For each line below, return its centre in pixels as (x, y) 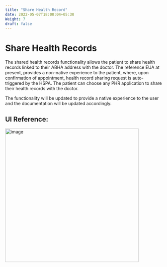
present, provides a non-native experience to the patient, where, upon (77, 73)
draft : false (19, 24)
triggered (15, 83)
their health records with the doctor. (42, 89)
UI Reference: (27, 119)
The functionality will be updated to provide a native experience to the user (82, 98)
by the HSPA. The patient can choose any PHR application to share (93, 83)
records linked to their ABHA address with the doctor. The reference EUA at (83, 67)
